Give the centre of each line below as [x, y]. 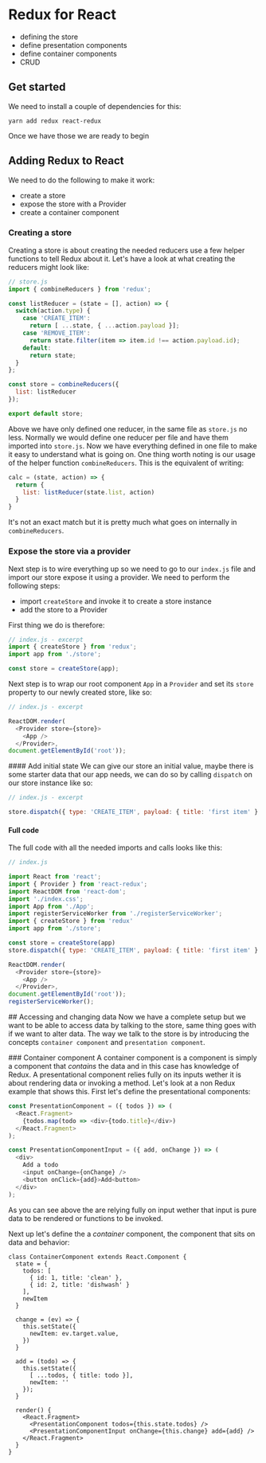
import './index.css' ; [46, 899]
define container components [68, 53]
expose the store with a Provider [73, 204]
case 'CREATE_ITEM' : [57, 319]
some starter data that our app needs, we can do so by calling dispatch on [130, 775]
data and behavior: [39, 1242]
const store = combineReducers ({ [64, 385]
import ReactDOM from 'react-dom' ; [67, 891]
